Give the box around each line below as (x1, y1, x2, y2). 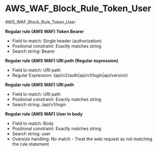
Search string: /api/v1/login (12, 101, 67, 107)
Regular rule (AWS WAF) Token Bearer (5, 28, 84, 34)
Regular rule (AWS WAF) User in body (5, 111, 83, 117)
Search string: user (12, 131, 51, 136)
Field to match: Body (12, 120, 54, 126)
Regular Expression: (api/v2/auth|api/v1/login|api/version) (12, 72, 128, 78)
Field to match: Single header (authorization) (12, 38, 102, 44)
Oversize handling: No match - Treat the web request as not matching (12, 136, 153, 142)
